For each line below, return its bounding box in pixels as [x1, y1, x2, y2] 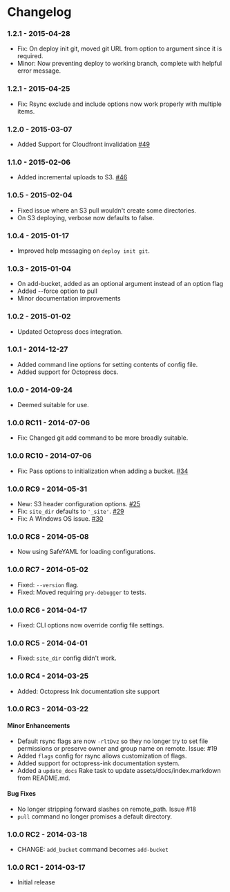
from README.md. [17, 774, 70, 782]
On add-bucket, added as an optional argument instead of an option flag [17, 280, 224, 288]
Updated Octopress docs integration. [17, 327, 123, 336]
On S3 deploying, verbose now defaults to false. [17, 213, 155, 222]
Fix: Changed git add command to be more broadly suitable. [17, 434, 189, 442]
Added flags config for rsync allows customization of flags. [17, 751, 187, 760]
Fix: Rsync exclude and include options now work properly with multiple [17, 100, 222, 108]
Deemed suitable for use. [17, 401, 90, 409]
